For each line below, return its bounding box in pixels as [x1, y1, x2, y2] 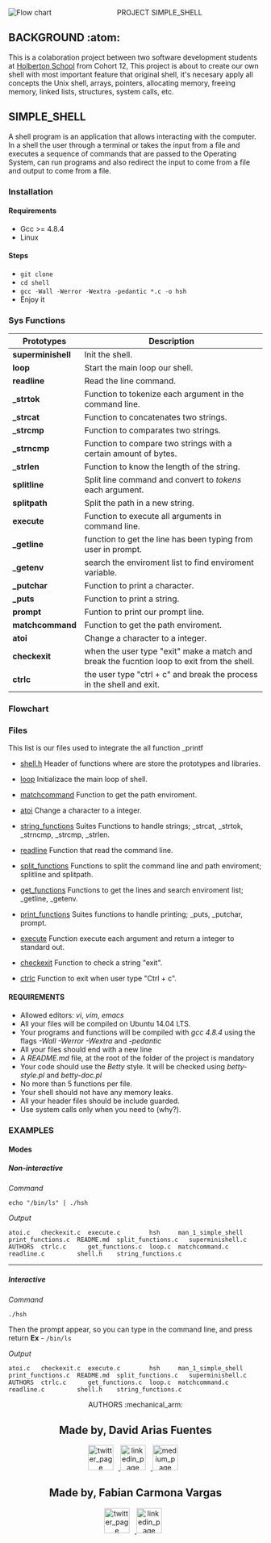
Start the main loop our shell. [84, 362, 194, 374]
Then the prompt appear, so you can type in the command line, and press [8, 1324, 252, 1335]
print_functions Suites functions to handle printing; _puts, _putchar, [19, 909, 244, 919]
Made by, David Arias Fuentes [59, 1423, 212, 1436]
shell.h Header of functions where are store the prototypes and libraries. [19, 759, 261, 768]
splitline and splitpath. [19, 870, 94, 880]
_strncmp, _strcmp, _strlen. [19, 830, 110, 839]
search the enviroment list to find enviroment [84, 557, 254, 568]
